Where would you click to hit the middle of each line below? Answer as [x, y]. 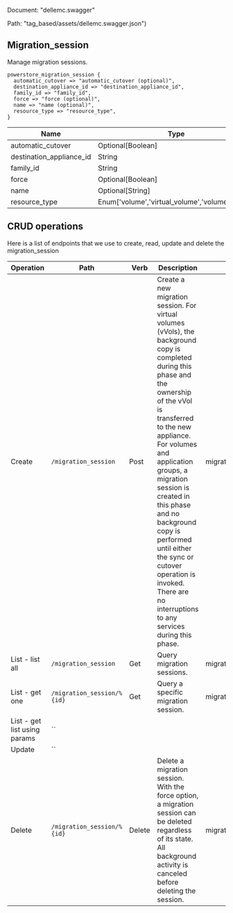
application [175, 461]
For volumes [177, 444]
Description [178, 268]
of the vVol [175, 400]
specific [170, 692]
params [23, 738]
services [171, 626]
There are [173, 591]
